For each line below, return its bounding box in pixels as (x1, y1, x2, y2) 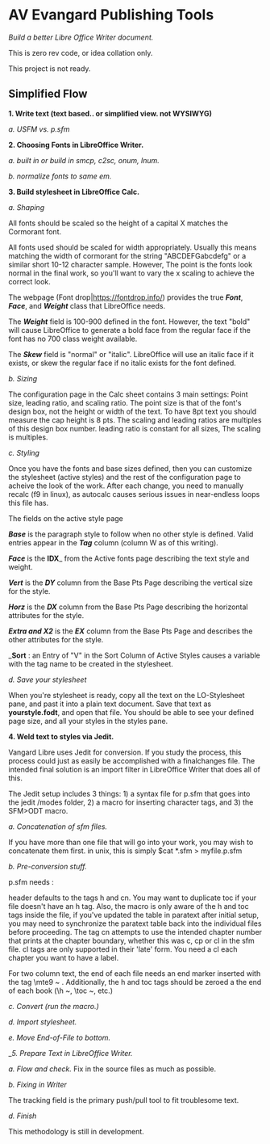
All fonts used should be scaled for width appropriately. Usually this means (8, 242, 257, 252)
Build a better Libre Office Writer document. (8, 32, 154, 42)
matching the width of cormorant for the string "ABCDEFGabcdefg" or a (8, 250, 247, 260)
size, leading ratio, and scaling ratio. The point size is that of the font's (8, 397, 242, 407)
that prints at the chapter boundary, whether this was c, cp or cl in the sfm (8, 936, 255, 945)
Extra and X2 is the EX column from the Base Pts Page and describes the (8, 626, 253, 636)
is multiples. (8, 432, 48, 442)
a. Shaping (8, 202, 45, 212)
